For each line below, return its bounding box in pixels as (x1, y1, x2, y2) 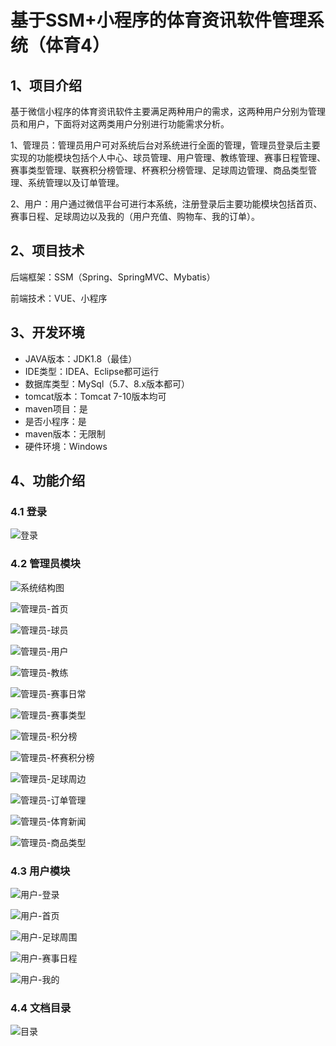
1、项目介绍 (10, 77, 83, 94)
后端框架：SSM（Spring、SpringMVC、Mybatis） (10, 271, 216, 283)
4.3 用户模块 (10, 864, 71, 878)
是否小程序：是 (24, 415, 87, 427)
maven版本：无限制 (24, 427, 106, 440)
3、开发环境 (10, 324, 85, 341)
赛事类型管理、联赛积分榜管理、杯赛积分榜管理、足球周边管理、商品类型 (10, 164, 308, 176)
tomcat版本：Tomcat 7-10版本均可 (24, 390, 167, 402)
